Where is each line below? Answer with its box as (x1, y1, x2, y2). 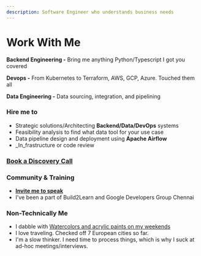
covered (6, 62, 28, 69)
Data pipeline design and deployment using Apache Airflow (15, 134, 167, 142)
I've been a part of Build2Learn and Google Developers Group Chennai (15, 194, 194, 201)
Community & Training (6, 173, 75, 182)
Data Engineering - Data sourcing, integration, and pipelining (6, 93, 161, 100)
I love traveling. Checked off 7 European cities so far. (15, 230, 149, 237)
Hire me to (6, 108, 38, 117)
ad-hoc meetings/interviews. (15, 242, 88, 250)
